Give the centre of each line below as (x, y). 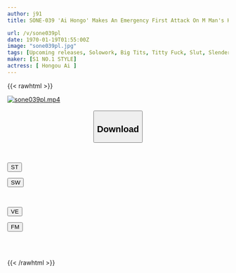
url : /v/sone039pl (34, 33)
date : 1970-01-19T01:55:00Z (48, 39)
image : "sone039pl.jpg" (42, 46)
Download (118, 129)
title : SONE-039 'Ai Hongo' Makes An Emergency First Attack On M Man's (116, 20)
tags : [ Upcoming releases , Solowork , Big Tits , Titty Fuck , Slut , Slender (119, 53)
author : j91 (25, 14)
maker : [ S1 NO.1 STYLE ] (42, 59)
